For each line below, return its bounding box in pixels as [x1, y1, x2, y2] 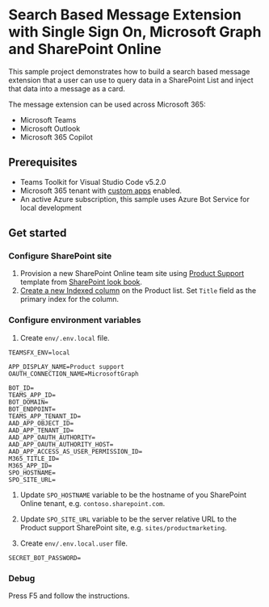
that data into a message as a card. [8, 83, 125, 94]
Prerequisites [8, 156, 78, 170]
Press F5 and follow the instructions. [8, 591, 130, 601]
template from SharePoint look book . [19, 277, 143, 287]
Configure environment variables [8, 315, 141, 326]
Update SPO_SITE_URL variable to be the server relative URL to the [19, 514, 237, 524]
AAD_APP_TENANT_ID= [8, 426, 74, 434]
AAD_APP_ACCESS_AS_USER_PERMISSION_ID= [8, 447, 143, 455]
